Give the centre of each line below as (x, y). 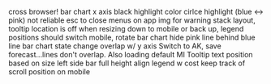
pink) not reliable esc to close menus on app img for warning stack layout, (132, 20)
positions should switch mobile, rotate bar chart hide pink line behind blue (132, 37)
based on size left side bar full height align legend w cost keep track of (127, 63)
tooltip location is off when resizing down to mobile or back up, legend (126, 29)
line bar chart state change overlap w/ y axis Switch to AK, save (115, 46)
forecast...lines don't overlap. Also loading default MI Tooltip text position (131, 55)
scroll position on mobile (49, 71)
